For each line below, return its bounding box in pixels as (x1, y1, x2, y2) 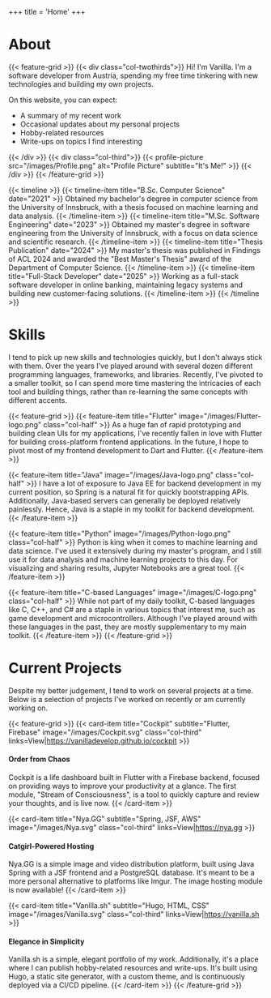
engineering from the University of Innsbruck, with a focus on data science (8, 228, 258, 238)
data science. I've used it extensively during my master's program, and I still (8, 546, 262, 555)
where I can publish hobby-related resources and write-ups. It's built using (8, 963, 257, 973)
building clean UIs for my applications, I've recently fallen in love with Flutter (8, 428, 263, 438)
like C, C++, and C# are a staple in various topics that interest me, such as (8, 604, 256, 615)
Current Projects (8, 659, 122, 678)
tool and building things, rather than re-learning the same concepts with (8, 387, 248, 396)
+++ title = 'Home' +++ (8, 7, 87, 16)
